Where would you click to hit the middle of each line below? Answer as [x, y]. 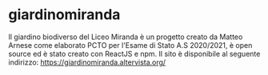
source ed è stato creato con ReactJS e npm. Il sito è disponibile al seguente [134, 53]
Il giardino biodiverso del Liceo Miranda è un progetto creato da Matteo [126, 37]
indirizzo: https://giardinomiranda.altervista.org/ [87, 62]
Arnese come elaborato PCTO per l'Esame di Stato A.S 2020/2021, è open [130, 45]
